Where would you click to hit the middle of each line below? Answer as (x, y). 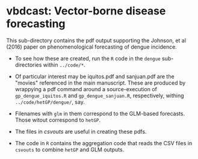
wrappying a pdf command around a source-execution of (86, 89)
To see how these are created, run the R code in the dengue (88, 58)
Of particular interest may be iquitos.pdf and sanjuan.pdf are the (94, 76)
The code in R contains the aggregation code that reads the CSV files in (104, 143)
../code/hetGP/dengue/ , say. (50, 102)
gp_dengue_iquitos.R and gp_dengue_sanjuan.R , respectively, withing (100, 95)
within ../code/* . (64, 65)
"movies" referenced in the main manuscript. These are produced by (100, 83)
